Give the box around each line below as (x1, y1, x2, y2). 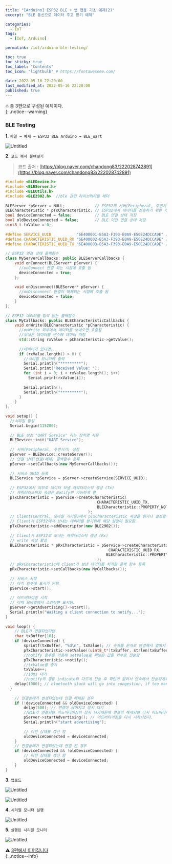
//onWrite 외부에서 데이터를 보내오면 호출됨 (18, 328, 102, 333)
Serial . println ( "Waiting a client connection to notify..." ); (10, 609, 145, 615)
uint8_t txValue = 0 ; (5, 222, 52, 228)
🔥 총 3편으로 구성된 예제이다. (5, 102, 63, 109)
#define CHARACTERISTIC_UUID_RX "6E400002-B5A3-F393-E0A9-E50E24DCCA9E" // (5, 237, 170, 242)
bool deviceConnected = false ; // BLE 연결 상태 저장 (5, 213, 137, 218)
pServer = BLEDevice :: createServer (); (10, 452, 93, 457)
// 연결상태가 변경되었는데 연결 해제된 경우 (14, 695, 94, 701)
